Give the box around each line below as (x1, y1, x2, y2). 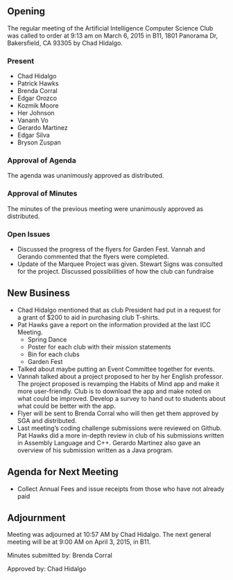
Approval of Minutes (7, 189, 78, 199)
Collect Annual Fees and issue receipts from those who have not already (17, 484, 225, 492)
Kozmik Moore (17, 101, 59, 110)
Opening (7, 6, 46, 17)
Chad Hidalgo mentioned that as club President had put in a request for (17, 306, 221, 314)
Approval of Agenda (7, 156, 76, 165)
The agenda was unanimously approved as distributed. (7, 172, 164, 180)
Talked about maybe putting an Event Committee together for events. (17, 365, 215, 373)
